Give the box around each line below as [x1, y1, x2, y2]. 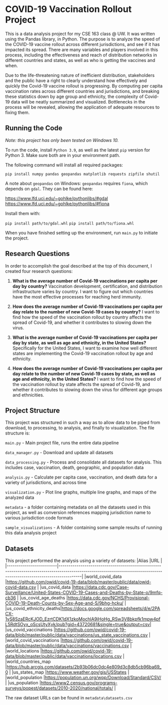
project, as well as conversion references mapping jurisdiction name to [5, 509, 151, 515]
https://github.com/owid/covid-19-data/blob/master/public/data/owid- [6, 579, 151, 585]
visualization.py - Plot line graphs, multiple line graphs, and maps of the [5, 489, 156, 495]
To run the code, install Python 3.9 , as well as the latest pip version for [5, 146, 150, 153]
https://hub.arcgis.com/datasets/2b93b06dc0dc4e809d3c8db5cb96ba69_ [6, 664, 161, 670]
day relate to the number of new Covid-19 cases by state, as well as [12, 370, 155, 376]
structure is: [5, 430, 30, 436]
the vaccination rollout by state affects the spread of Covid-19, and [12, 381, 150, 387]
